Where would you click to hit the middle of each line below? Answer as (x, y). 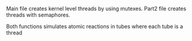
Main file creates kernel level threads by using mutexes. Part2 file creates (96, 9)
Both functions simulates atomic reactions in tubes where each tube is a (95, 26)
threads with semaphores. (38, 15)
